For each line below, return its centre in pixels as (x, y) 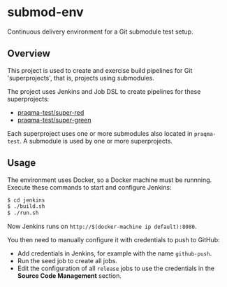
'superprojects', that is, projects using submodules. (81, 78)
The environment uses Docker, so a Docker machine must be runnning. (110, 180)
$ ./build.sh (26, 206)
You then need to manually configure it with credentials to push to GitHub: (113, 240)
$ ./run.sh (23, 213)
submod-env (45, 12)
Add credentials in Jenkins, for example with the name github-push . (114, 253)
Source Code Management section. (69, 276)
